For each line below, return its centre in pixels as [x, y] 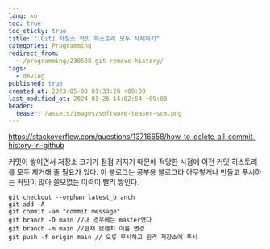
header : [21, 106]
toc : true [25, 23]
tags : [17, 69]
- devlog [30, 76]
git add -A [27, 205]
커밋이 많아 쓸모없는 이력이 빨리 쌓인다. [78, 182]
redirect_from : [34, 53]
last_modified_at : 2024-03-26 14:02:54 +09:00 [88, 99]
